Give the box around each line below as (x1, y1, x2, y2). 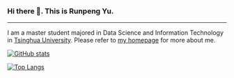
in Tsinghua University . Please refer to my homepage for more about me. (7, 36, 216, 45)
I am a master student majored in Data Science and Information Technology (7, 29, 224, 37)
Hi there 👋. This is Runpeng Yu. (7, 6, 114, 16)
